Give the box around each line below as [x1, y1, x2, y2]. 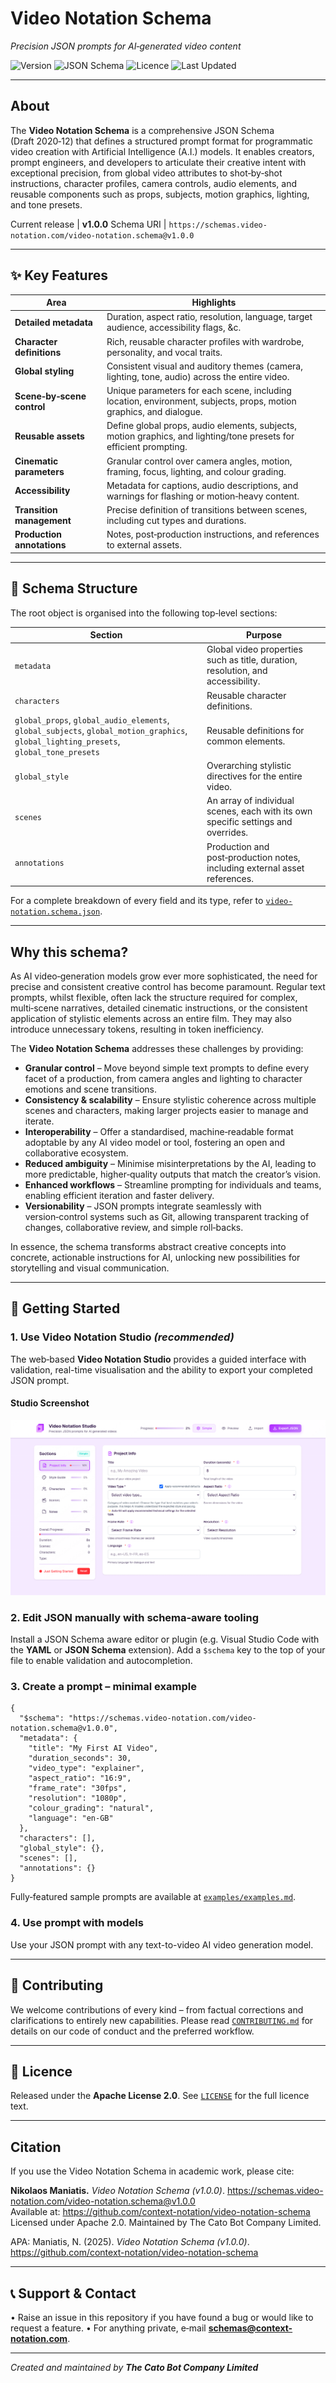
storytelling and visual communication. [10, 1262, 170, 1274]
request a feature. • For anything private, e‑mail [10, 2322, 207, 2334]
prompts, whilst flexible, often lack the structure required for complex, [10, 991, 298, 1003]
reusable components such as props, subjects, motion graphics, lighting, [10, 188, 310, 200]
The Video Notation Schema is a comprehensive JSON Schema [10, 124, 275, 136]
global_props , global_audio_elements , [14, 713, 170, 726]
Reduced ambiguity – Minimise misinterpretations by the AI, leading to [24, 1157, 317, 1169]
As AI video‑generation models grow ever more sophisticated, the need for [10, 970, 318, 982]
